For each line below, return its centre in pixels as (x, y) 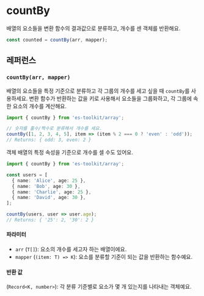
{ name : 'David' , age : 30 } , (49, 198)
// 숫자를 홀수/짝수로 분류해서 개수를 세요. (54, 129)
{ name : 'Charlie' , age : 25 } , (52, 192)
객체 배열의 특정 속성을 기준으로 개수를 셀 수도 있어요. (70, 152)
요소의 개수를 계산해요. (40, 106)
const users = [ (27, 175)
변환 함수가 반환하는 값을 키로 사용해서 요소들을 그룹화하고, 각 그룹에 (111, 98)
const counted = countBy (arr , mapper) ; (57, 40)
